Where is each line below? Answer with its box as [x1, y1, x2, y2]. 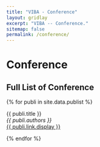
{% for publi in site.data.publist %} [6, 98, 93, 106]
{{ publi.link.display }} [6, 123, 61, 131]
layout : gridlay [6, 15, 48, 21]
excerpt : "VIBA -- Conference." [6, 20, 88, 26]
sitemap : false [6, 26, 45, 32]
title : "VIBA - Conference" [6, 9, 78, 15]
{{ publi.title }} [6, 110, 42, 118]
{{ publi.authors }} [6, 117, 52, 124]
